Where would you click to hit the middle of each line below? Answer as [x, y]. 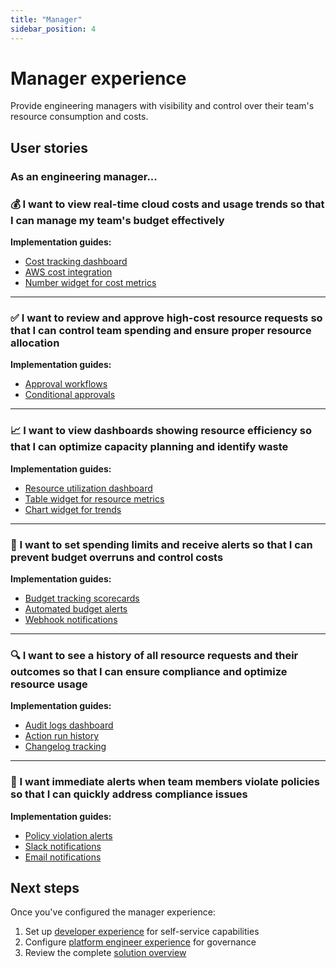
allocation [35, 343]
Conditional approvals [70, 395]
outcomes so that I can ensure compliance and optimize [149, 671]
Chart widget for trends [73, 509]
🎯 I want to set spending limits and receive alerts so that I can [161, 544]
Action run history [62, 736]
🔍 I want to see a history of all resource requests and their [154, 655]
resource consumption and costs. [79, 117]
